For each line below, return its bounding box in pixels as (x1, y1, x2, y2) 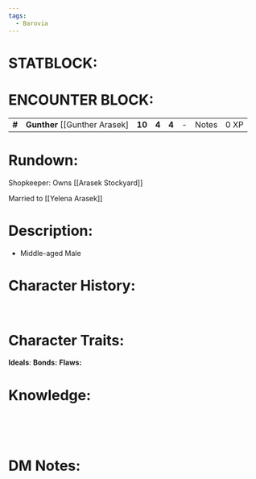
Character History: (8, 276, 136, 295)
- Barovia (15, 19, 48, 27)
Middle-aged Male (19, 248, 82, 258)
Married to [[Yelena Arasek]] (8, 193, 103, 203)
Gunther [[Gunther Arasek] (25, 118, 130, 130)
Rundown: (8, 151, 79, 169)
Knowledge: (8, 386, 91, 404)
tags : (8, 11, 27, 20)
